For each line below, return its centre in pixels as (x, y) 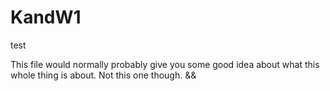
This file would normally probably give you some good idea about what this (165, 64)
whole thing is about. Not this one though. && (103, 75)
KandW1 (46, 17)
